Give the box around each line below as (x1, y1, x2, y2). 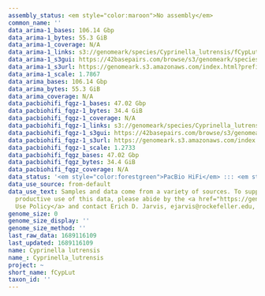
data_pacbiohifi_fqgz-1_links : (8, 122, 111, 129)
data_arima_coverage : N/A (8, 92, 93, 100)
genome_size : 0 (8, 210, 58, 218)
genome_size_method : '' (8, 224, 87, 233)
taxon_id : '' (8, 275, 51, 284)
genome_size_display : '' (8, 217, 90, 225)
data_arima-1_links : (8, 48, 77, 56)
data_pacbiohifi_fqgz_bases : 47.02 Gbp (8, 151, 140, 159)
